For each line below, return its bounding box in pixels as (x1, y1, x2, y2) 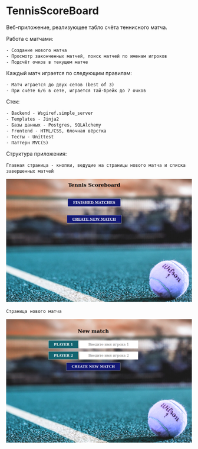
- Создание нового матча (6, 47, 67, 53)
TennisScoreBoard (6, 4, 99, 18)
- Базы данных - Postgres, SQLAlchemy (6, 122, 101, 128)
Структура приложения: (6, 150, 67, 157)
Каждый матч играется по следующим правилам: (6, 69, 133, 76)
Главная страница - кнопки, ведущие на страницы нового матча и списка (6, 162, 186, 168)
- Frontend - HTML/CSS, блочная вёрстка (6, 128, 107, 134)
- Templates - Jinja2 (6, 116, 60, 122)
